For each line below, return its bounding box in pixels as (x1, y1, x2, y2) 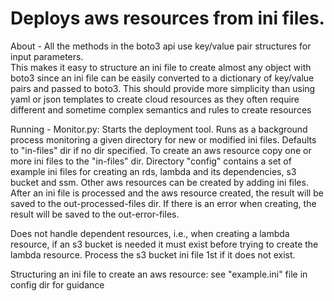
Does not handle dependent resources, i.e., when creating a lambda (10, 227, 290, 239)
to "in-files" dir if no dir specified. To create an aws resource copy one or (10, 144, 312, 156)
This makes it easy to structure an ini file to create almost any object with (10, 61, 312, 73)
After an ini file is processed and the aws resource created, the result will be (10, 187, 324, 199)
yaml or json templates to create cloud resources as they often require (10, 93, 300, 105)
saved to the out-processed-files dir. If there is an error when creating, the (10, 197, 317, 209)
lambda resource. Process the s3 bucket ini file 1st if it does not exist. (10, 248, 296, 261)
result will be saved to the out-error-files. (10, 208, 180, 220)
